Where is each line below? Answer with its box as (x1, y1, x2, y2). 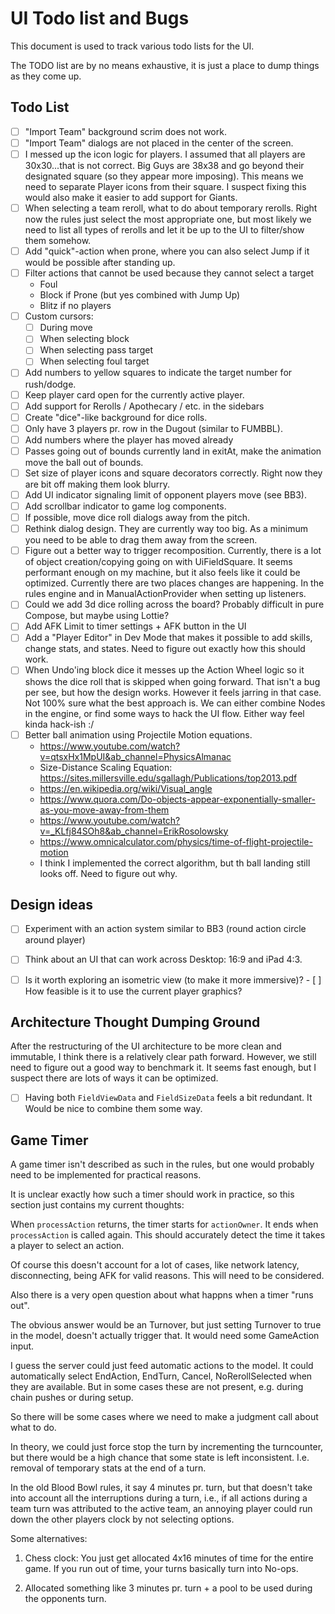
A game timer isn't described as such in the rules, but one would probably (10, 1158, 315, 1171)
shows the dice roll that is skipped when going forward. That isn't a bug (24, 675, 321, 687)
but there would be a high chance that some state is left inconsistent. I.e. (10, 1452, 310, 1464)
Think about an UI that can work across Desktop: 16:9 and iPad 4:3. (24, 953, 303, 966)
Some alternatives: (10, 1533, 88, 1545)
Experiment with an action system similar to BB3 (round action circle (24, 923, 307, 935)
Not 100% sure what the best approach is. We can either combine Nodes (24, 697, 326, 709)
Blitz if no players (39, 300, 112, 312)
